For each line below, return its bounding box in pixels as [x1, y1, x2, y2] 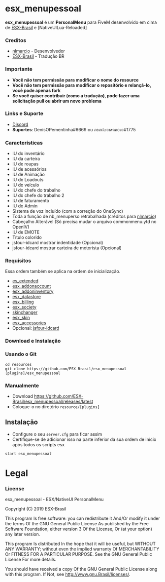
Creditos [5, 37, 26, 43]
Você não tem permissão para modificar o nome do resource [12, 77, 139, 83]
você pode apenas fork [12, 87, 61, 93]
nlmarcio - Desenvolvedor [12, 48, 66, 54]
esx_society [12, 304, 37, 310]
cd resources [5, 362, 32, 367]
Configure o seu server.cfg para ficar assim [12, 431, 102, 437]
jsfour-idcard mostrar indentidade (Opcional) [12, 240, 103, 246]
